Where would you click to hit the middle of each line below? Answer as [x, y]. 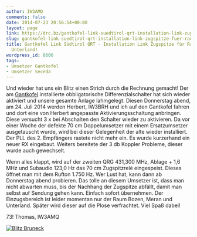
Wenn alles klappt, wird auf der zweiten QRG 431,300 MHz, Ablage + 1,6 [93, 162]
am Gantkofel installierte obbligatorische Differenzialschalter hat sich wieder [98, 94]
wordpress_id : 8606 [30, 55]
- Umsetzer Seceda [28, 72]
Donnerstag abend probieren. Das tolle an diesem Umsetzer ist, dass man [95, 181]
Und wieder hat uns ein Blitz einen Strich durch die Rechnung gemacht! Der [97, 88]
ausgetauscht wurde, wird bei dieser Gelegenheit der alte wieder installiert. [97, 132]
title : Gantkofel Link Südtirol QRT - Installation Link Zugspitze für [95, 45]
